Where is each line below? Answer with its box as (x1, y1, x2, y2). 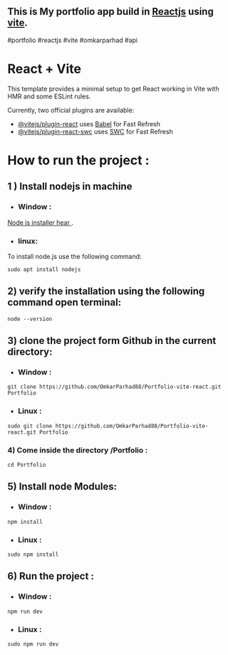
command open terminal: (7, 296, 122, 309)
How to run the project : (7, 152, 150, 168)
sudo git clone (7, 422, 53, 430)
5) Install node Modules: (7, 481, 118, 493)
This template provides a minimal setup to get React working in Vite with (7, 84, 219, 93)
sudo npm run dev (7, 640, 59, 648)
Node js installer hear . (7, 218, 73, 227)
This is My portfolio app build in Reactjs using (7, 6, 214, 18)
